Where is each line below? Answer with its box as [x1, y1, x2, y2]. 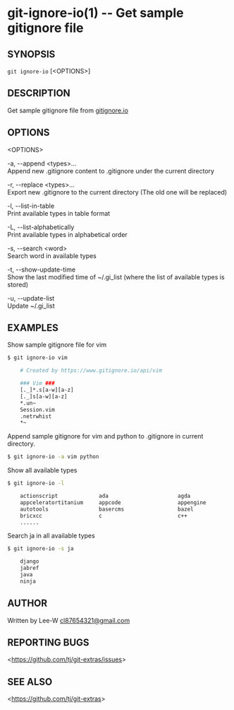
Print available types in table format [7, 209, 111, 217]
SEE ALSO [7, 675, 53, 687]
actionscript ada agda [20, 493, 191, 500]
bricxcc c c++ [20, 512, 188, 519]
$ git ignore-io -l [7, 479, 65, 487]
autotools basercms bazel [20, 506, 194, 513]
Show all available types [7, 466, 78, 475]
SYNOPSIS [7, 48, 56, 60]
